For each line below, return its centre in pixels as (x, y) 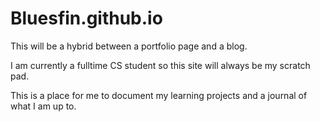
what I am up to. (43, 106)
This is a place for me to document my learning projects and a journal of (159, 95)
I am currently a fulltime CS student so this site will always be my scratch (160, 65)
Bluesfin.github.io (86, 18)
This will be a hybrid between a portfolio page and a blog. (129, 46)
